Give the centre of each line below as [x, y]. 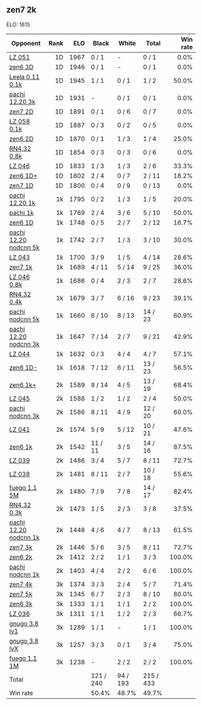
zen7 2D [21, 111]
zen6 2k [21, 557]
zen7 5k [21, 594]
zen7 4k [21, 584]
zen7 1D [21, 185]
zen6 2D [21, 138]
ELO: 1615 [18, 24]
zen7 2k [21, 10]
